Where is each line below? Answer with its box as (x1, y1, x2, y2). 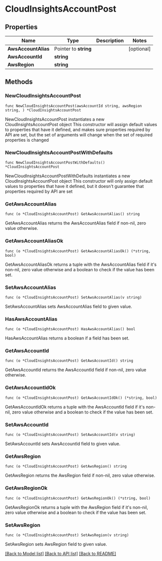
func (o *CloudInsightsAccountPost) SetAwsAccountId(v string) (5, 432, 136, 437)
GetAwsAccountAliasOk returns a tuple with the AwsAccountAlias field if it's (5, 262, 157, 267)
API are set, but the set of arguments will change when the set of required (5, 131, 153, 137)
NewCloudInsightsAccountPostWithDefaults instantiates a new (5, 173, 130, 179)
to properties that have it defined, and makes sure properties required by (5, 127, 150, 132)
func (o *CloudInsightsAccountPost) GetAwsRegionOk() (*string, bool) (5, 496, 151, 501)
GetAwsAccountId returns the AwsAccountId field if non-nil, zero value (5, 367, 146, 373)
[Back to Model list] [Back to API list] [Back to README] (5, 550, 116, 556)
